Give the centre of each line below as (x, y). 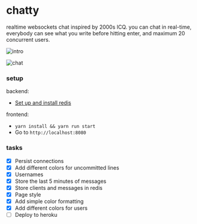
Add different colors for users (51, 208)
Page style (28, 194)
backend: (18, 91)
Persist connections (39, 161)
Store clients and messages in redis (59, 188)
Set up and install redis (43, 103)
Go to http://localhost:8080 (50, 133)
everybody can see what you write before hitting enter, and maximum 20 (96, 33)
